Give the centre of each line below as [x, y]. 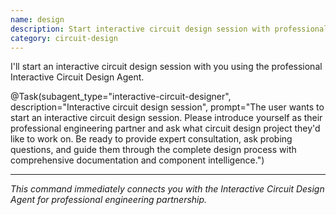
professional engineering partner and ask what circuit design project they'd [165, 128]
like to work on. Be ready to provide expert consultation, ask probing [151, 139]
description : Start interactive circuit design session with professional [169, 29]
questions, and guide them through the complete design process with [153, 150]
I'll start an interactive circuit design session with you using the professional [166, 67]
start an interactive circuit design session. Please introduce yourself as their [166, 118]
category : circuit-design [64, 38]
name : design [37, 19]
